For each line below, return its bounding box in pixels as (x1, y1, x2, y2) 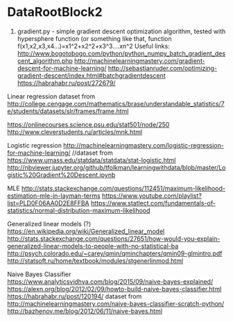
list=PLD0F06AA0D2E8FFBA (7, 198, 90, 207)
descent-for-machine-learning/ (17, 64, 107, 72)
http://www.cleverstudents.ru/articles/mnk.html (7, 128, 143, 136)
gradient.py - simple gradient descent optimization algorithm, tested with (17, 27, 226, 35)
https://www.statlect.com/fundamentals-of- (90, 198, 216, 207)
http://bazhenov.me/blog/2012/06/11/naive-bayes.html (7, 307, 163, 315)
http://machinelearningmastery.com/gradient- (74, 56, 206, 65)
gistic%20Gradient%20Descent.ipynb (7, 171, 116, 179)
